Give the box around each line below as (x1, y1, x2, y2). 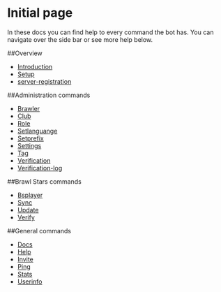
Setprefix (17, 134, 44, 143)
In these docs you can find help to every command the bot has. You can (7, 28, 214, 36)
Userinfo (17, 277, 43, 286)
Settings (17, 141, 42, 149)
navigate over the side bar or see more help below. (7, 35, 153, 43)
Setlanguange (17, 126, 58, 135)
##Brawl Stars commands (7, 177, 82, 186)
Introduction (17, 62, 53, 71)
